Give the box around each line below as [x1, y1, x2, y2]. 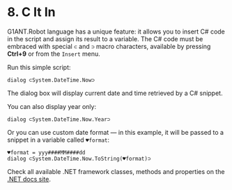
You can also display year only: [7, 102, 96, 110]
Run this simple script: [7, 63, 71, 71]
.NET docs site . [7, 175, 51, 183]
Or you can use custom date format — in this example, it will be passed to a [7, 128, 224, 136]
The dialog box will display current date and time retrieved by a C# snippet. [7, 89, 223, 97]
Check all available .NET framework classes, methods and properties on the [7, 167, 225, 175]
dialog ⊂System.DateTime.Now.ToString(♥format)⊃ [7, 155, 151, 162]
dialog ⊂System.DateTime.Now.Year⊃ [7, 116, 111, 123]
